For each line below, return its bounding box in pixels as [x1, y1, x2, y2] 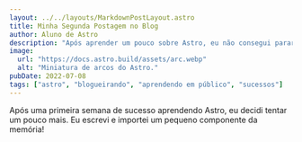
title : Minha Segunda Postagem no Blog [9, 22, 159, 31]
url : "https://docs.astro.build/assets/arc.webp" [17, 55, 207, 64]
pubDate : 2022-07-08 [9, 72, 87, 81]
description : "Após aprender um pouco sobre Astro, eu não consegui [9, 38, 271, 48]
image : [9, 47, 34, 56]
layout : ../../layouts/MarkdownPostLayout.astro [9, 13, 195, 22]
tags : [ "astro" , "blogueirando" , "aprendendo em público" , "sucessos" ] [9, 80, 283, 89]
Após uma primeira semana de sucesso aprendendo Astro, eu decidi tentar [9, 104, 288, 115]
